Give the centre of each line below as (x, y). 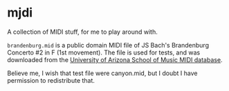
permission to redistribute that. (51, 80)
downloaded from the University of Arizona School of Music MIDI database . (115, 59)
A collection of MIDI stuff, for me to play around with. (82, 32)
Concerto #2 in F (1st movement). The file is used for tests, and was (104, 52)
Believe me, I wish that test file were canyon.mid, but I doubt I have (102, 73)
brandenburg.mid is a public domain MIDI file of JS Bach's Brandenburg (108, 45)
